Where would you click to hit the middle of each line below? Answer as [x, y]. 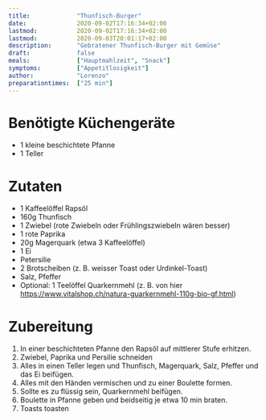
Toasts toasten [45, 409]
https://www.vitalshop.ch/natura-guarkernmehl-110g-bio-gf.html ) [128, 294]
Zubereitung [51, 326]
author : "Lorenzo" [59, 76]
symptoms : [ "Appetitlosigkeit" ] [79, 68]
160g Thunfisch [46, 217]
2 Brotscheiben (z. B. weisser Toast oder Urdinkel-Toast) [114, 268]
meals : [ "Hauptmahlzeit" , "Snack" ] [90, 61]
